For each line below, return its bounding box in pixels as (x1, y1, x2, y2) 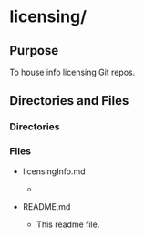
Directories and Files (9, 93, 129, 108)
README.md (22, 201, 71, 211)
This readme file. (36, 219, 100, 230)
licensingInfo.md (22, 166, 86, 177)
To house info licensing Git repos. (9, 67, 136, 77)
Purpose (9, 43, 59, 58)
